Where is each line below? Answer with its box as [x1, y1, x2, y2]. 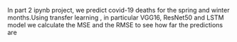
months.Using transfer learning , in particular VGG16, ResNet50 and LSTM [7, 13, 224, 22]
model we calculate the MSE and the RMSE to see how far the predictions [7, 21, 223, 29]
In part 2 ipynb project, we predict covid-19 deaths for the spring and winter [7, 6, 230, 14]
